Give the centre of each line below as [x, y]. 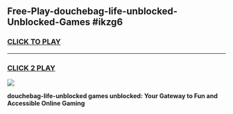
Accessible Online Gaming [46, 103]
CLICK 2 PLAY [31, 68]
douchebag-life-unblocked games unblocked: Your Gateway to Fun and [113, 95]
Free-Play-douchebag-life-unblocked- [93, 11]
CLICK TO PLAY [34, 42]
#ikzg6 [108, 22]
